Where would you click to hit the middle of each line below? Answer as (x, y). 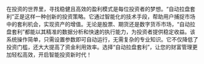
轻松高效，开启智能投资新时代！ (51, 55)
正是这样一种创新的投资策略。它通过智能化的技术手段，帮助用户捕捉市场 (105, 16)
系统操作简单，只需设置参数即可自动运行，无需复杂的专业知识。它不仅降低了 (102, 39)
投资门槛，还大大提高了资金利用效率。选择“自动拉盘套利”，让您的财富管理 (100, 47)
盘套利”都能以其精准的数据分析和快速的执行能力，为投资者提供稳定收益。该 (101, 32)
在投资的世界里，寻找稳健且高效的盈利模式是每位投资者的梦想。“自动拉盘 (98, 9)
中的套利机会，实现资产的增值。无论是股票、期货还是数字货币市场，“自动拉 (101, 24)
